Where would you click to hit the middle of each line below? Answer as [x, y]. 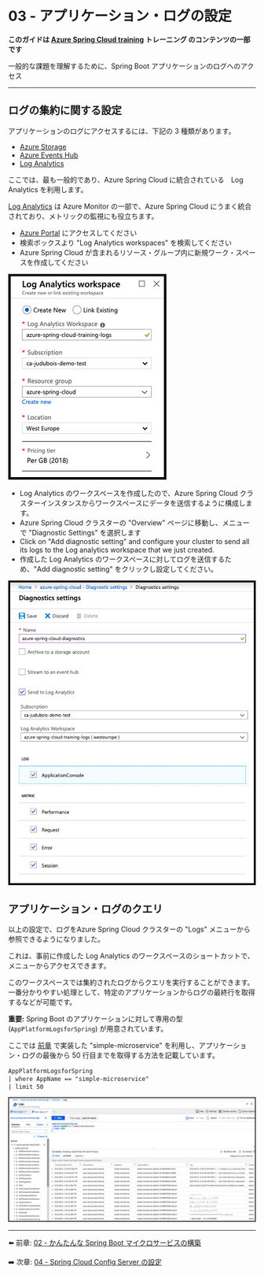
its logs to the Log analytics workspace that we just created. [117, 550]
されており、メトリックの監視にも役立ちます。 [83, 216]
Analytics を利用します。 [48, 189]
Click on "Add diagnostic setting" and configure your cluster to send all [134, 541]
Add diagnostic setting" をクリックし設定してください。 [127, 568]
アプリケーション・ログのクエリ [86, 909]
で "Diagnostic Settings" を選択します [80, 532]
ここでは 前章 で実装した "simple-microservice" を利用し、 [103, 1046]
